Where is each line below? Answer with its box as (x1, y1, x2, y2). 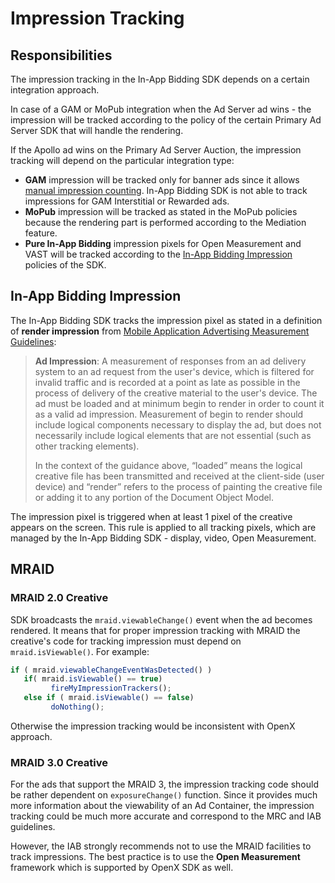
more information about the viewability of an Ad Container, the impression (10, 800, 315, 812)
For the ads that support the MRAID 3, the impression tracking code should (10, 778, 319, 791)
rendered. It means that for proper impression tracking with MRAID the (10, 624, 301, 636)
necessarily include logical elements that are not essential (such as (34, 429, 312, 441)
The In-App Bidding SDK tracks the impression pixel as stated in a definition (10, 314, 323, 326)
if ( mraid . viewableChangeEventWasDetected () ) (10, 665, 213, 675)
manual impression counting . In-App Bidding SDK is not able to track (24, 185, 308, 196)
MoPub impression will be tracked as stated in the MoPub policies (24, 206, 298, 217)
